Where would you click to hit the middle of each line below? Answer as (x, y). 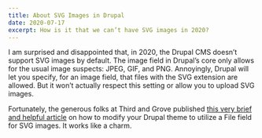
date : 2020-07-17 (37, 23)
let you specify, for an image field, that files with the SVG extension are (123, 77)
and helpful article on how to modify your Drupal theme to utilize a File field (130, 118)
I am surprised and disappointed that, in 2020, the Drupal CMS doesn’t (123, 53)
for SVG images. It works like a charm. (70, 125)
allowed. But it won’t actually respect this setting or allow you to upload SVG (131, 85)
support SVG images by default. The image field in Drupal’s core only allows (131, 60)
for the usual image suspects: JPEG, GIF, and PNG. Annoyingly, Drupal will (129, 69)
